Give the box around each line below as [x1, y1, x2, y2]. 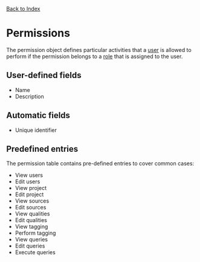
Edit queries [15, 242, 45, 250]
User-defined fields [6, 70, 82, 80]
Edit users [15, 178, 40, 185]
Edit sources [15, 204, 47, 211]
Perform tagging [15, 229, 56, 237]
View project [15, 185, 47, 192]
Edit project [15, 191, 44, 198]
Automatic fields [6, 110, 71, 120]
